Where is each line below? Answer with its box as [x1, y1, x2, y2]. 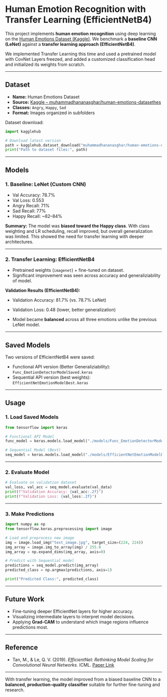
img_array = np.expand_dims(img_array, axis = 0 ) [5, 549, 106, 554]
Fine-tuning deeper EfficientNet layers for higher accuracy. [12, 608, 133, 614]
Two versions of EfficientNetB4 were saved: [5, 354, 95, 360]
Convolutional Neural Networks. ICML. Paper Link [12, 662, 114, 668]
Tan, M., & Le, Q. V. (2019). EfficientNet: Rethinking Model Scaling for [12, 657, 154, 663]
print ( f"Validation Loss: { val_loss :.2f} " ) [5, 494, 97, 499]
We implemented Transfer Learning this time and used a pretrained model [5, 51, 157, 57]
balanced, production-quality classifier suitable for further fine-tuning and [5, 682, 161, 688]
